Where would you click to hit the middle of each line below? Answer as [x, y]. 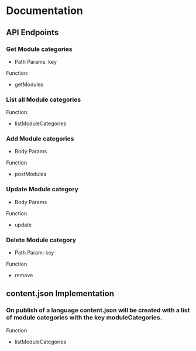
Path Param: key [34, 253]
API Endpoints [32, 32]
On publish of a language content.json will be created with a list [98, 310]
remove [24, 276]
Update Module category [42, 190]
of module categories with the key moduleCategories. [84, 318]
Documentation [45, 11]
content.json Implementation [60, 294]
